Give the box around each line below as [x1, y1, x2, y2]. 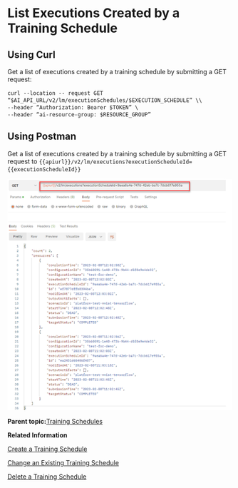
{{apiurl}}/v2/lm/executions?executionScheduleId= [38, 158, 192, 166]
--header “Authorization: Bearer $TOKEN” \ [7, 104, 139, 111]
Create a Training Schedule [7, 444, 88, 453]
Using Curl [7, 49, 56, 61]
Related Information [7, 430, 68, 439]
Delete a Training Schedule [7, 472, 87, 481]
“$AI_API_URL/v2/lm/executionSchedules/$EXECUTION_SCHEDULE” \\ [7, 97, 202, 104]
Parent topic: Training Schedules [7, 417, 103, 425]
